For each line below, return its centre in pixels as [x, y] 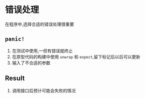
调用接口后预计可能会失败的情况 [44, 90]
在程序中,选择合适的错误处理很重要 [40, 24]
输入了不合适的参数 [31, 63]
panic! [15, 39]
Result [15, 78]
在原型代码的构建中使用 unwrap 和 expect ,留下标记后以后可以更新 [76, 56]
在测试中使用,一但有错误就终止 [42, 51]
